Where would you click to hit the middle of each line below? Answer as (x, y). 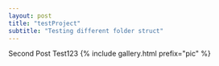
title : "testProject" (45, 23)
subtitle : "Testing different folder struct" (86, 31)
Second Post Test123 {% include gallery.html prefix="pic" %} (109, 54)
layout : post (30, 16)
